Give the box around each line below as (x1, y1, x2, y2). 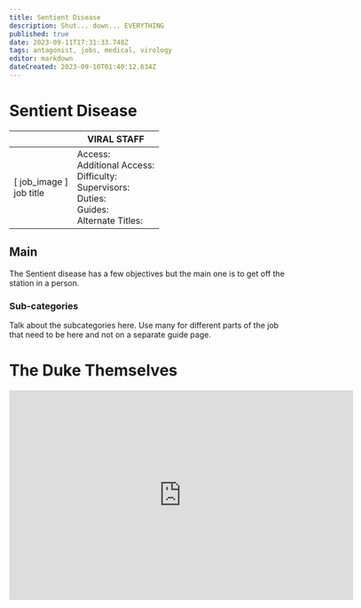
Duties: (76, 192, 106, 204)
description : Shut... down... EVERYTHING (9, 21, 165, 30)
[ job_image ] (13, 175, 69, 187)
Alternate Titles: (76, 214, 144, 226)
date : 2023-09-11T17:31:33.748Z (9, 37, 129, 47)
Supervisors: (76, 181, 130, 193)
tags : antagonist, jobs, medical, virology (9, 46, 173, 55)
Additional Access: (76, 159, 155, 171)
